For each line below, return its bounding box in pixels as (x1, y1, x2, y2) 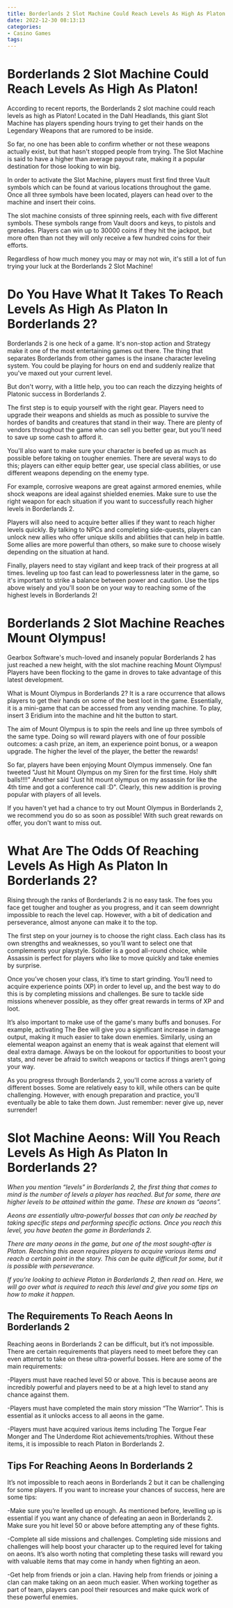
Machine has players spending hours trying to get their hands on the (7, 119, 204, 128)
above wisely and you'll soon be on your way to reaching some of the (7, 583, 207, 592)
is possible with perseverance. (7, 1261, 95, 1270)
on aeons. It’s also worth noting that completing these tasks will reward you (7, 1550, 223, 1558)
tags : (7, 36, 23, 43)
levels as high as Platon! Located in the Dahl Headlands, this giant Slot (7, 112, 209, 120)
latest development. (7, 675, 64, 684)
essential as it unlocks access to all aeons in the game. (7, 1411, 165, 1420)
